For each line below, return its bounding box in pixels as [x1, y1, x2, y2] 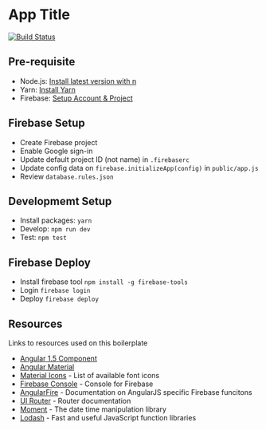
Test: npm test [19, 233, 68, 243]
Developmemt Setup [8, 194, 112, 208]
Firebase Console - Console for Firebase [19, 379, 154, 389]
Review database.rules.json [19, 172, 114, 181]
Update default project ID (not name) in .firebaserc [19, 154, 190, 164]
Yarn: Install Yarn [19, 85, 76, 94]
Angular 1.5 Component [19, 353, 97, 363]
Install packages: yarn [19, 215, 92, 225]
